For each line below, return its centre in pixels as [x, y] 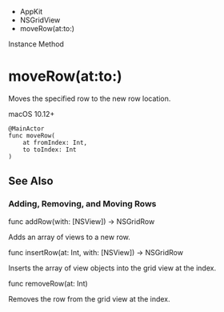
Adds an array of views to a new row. [69, 237]
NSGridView [40, 20]
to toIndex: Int [50, 150]
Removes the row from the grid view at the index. [89, 298]
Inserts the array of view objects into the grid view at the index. [112, 268]
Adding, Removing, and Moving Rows [82, 204]
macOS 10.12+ [32, 114]
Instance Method [36, 44]
